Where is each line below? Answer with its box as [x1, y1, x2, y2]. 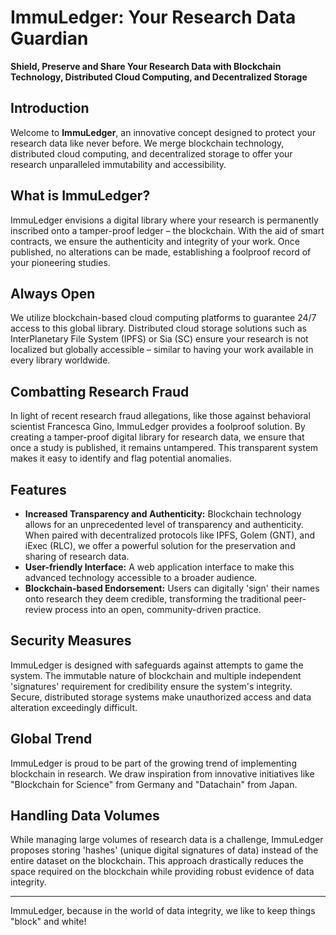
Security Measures [10, 632, 132, 650]
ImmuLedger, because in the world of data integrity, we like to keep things [10, 905, 316, 917]
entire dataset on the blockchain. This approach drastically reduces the [10, 855, 304, 867]
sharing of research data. [24, 551, 130, 562]
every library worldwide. [10, 354, 111, 366]
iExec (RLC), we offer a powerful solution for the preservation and [24, 540, 296, 551]
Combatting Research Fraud [10, 383, 190, 400]
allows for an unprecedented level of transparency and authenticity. [24, 519, 304, 530]
